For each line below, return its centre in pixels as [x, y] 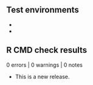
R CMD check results [47, 50]
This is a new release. [42, 76]
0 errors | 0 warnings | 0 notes [45, 65]
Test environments [43, 10]
